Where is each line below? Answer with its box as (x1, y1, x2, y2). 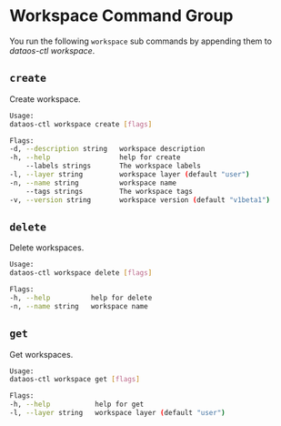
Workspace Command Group (9, 5, 234, 26)
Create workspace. (9, 93, 81, 105)
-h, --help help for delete (9, 293, 153, 302)
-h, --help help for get (9, 400, 145, 410)
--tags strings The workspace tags (25, 187, 194, 196)
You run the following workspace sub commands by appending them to (9, 35, 273, 46)
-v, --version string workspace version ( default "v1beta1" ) (9, 195, 271, 205)
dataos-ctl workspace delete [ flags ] (9, 269, 153, 278)
